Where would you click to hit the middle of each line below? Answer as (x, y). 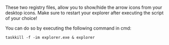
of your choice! (21, 18)
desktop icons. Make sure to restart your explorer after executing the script (84, 13)
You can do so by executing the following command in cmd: (68, 28)
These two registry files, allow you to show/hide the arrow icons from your (84, 7)
